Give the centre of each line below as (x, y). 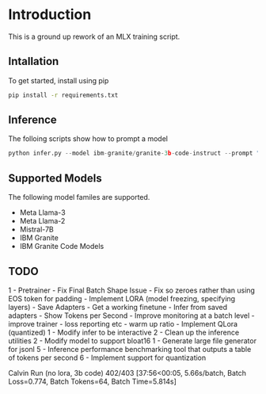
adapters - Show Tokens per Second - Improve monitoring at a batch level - (131, 316)
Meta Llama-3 (42, 212)
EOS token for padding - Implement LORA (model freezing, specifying (122, 298)
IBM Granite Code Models (62, 247)
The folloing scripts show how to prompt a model (88, 139)
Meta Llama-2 (42, 221)
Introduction (50, 15)
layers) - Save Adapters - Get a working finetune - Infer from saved (118, 307)
